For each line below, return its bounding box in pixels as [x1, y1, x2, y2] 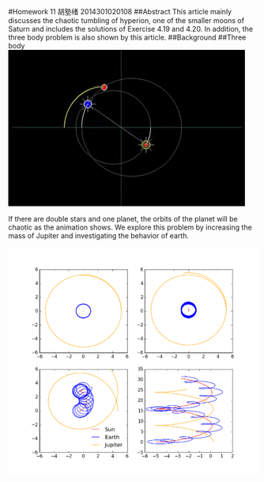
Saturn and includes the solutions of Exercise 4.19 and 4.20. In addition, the [8, 25, 254, 33]
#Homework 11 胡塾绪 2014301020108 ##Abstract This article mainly [8, 7, 232, 16]
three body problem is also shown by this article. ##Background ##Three [8, 32, 247, 42]
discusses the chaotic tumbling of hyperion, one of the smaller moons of [8, 16, 245, 25]
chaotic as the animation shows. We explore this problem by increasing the [8, 222, 253, 232]
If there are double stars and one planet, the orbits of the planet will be [8, 214, 239, 223]
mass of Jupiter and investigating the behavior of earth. [8, 231, 190, 240]
